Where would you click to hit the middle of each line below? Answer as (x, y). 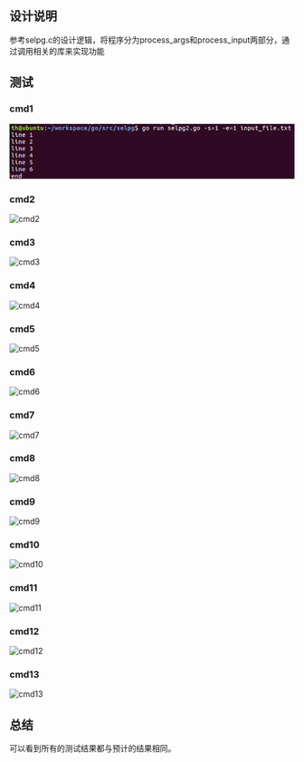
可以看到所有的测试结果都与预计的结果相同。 (93, 748)
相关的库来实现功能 (69, 51)
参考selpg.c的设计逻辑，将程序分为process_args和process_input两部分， (146, 40)
